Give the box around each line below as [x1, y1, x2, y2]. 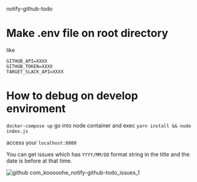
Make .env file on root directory [6, 27, 168, 40]
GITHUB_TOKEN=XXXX [6, 63, 53, 69]
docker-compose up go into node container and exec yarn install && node [6, 121, 192, 129]
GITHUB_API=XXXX [6, 58, 47, 64]
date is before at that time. [6, 157, 72, 164]
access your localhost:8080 [6, 139, 77, 146]
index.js [6, 128, 29, 134]
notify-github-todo [6, 5, 53, 12]
